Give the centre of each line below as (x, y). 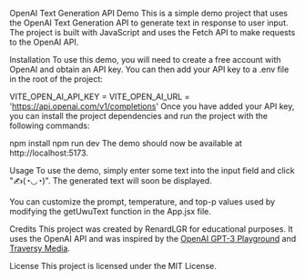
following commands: (50, 125)
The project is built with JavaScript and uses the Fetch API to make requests (152, 32)
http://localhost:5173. (49, 153)
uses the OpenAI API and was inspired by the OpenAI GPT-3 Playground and (153, 239)
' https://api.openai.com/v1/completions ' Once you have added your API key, (152, 106)
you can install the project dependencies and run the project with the (139, 116)
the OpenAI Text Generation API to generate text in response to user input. (149, 23)
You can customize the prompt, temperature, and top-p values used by (142, 202)
